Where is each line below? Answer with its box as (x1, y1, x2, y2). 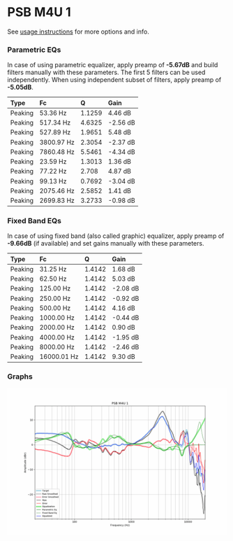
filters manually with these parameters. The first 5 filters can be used (7, 68, 206, 77)
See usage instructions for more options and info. (7, 27, 150, 36)
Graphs (7, 372, 33, 381)
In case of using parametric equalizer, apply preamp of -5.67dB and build (7, 61, 218, 69)
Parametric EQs (7, 45, 61, 55)
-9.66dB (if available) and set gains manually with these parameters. (7, 239, 204, 248)
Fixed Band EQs (7, 216, 61, 225)
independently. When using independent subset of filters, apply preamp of (7, 76, 222, 84)
